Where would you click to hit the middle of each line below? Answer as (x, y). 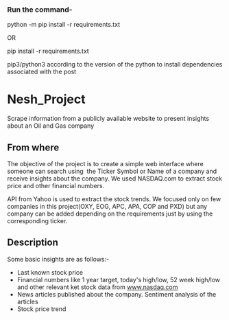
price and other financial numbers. (56, 186)
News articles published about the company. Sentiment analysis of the (117, 294)
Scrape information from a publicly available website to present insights (108, 119)
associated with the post (42, 72)
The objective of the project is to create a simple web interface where (105, 164)
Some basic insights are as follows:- (58, 259)
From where (33, 147)
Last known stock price (50, 272)
